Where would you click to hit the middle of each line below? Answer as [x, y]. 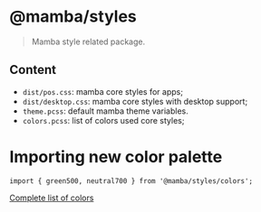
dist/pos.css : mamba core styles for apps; [103, 91]
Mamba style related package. [88, 41]
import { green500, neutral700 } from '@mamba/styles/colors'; [131, 181]
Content [33, 70]
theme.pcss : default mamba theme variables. [105, 111]
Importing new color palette [116, 157]
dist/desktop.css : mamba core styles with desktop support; [135, 101]
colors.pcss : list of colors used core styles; [103, 120]
